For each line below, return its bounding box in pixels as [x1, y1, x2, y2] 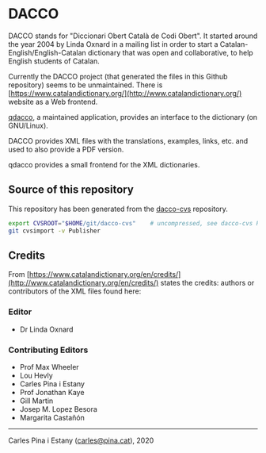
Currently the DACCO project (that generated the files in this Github [8, 71, 228, 81]
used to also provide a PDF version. [8, 144, 124, 154]
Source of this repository [8, 183, 135, 197]
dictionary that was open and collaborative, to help [87, 48, 253, 57]
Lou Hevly [19, 370, 53, 380]
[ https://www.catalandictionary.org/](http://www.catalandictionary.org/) [8, 88, 242, 98]
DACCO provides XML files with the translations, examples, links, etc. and [8, 136, 249, 145]
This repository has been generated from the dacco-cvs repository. [8, 204, 228, 213]
